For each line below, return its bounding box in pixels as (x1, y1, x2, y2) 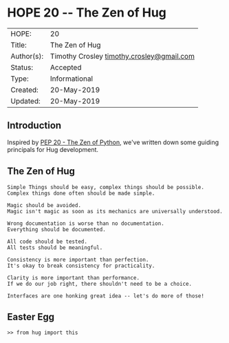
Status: (10, 62, 33, 72)
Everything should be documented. (7, 226, 107, 233)
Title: (10, 40, 27, 50)
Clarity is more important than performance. (7, 274, 140, 281)
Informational (50, 74, 94, 84)
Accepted (50, 62, 82, 72)
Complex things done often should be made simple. (7, 190, 155, 197)
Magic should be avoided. (7, 202, 81, 208)
